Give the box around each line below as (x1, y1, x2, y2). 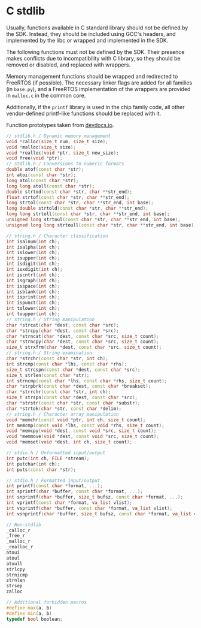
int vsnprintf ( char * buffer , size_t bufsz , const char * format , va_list (6, 511, 191, 517)
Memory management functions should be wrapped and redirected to (6, 73, 178, 80)
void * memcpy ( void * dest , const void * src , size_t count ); (6, 428, 157, 434)
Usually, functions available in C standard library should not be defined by (6, 24, 188, 31)
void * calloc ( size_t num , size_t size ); (6, 138, 109, 144)
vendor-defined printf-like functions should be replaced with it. (6, 110, 162, 117)
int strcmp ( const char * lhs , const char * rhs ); (6, 361, 127, 367)
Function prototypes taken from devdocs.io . (6, 121, 114, 128)
